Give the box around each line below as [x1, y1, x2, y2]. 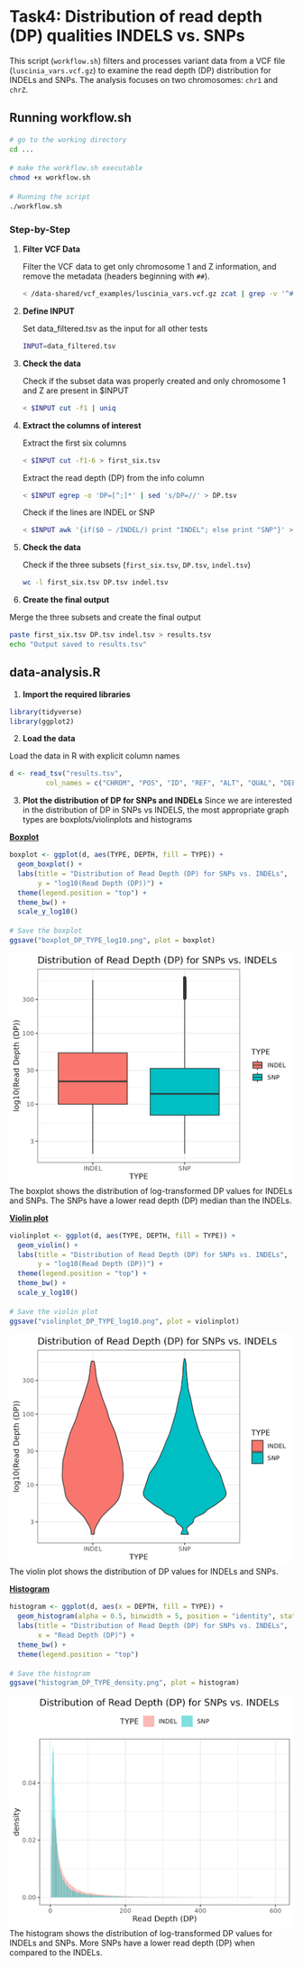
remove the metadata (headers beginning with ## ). [22, 271, 210, 281]
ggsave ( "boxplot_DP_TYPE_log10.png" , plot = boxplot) [9, 936, 216, 945]
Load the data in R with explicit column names [9, 750, 180, 761]
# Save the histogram [9, 1668, 91, 1678]
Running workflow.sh [9, 110, 133, 125]
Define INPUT [22, 305, 75, 317]
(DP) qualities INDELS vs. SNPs [9, 25, 245, 46]
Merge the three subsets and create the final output [9, 611, 201, 623]
